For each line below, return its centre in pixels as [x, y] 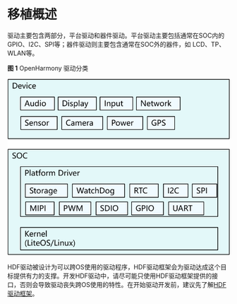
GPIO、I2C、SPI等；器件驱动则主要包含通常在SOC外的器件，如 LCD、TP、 [116, 44]
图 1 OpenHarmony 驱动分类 [48, 68]
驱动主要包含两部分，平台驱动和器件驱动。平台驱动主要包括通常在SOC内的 [116, 35]
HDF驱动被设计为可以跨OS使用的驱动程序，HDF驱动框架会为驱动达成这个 [114, 267]
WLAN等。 [23, 53]
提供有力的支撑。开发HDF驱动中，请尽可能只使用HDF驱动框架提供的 [113, 276]
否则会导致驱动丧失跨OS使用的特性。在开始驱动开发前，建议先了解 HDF [123, 285]
